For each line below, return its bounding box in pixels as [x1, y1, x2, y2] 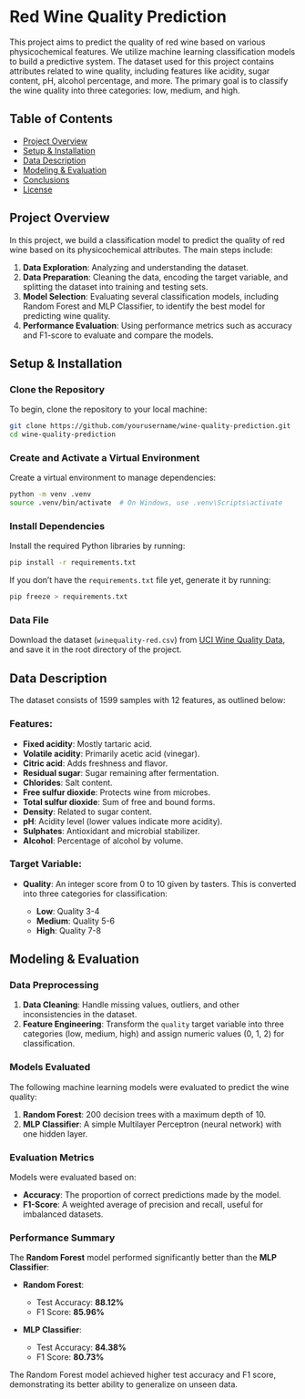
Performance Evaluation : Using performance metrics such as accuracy [22, 320, 293, 331]
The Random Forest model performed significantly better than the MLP [9, 1252, 278, 1263]
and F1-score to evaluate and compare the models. [22, 330, 214, 341]
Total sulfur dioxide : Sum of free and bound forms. [22, 796, 216, 807]
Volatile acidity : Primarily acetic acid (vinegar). [22, 748, 200, 759]
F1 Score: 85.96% [36, 1307, 105, 1318]
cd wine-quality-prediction [9, 430, 117, 439]
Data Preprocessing [9, 979, 99, 992]
